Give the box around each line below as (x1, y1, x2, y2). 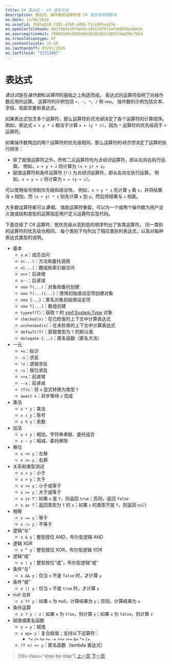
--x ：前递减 (20, 380, 46, 386)
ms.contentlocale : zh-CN (5, 41, 58, 46)
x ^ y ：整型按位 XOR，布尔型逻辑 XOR (20, 547, 102, 553)
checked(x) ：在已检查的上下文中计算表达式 (20, 316, 111, 322)
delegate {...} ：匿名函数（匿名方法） (20, 335, 102, 341)
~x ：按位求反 (20, 367, 48, 374)
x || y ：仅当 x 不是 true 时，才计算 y (20, 585, 100, 592)
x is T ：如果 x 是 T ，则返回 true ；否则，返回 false (20, 496, 129, 502)
